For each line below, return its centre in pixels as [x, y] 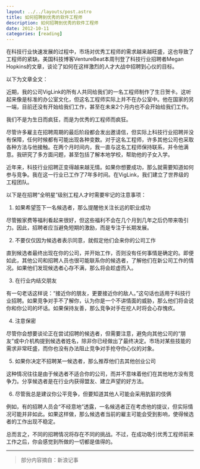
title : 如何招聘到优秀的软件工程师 [44, 17]
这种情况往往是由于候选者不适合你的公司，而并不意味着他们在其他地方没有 [97, 374]
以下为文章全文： [27, 79]
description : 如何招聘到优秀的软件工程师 [52, 23]
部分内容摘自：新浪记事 [49, 460]
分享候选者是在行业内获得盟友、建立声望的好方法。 [84, 381]
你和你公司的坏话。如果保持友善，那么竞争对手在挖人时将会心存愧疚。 [92, 308]
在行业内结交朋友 [36, 280]
